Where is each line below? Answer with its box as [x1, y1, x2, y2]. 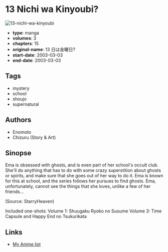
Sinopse [5, 149, 32, 157]
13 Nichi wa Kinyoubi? [5, 4, 99, 15]
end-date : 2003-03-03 [12, 57, 61, 63]
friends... [5, 189, 24, 195]
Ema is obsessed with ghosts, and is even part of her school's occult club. [5, 162, 159, 168]
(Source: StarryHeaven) [5, 198, 54, 204]
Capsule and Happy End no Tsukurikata [5, 213, 87, 219]
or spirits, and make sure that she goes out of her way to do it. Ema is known [5, 173, 163, 179]
